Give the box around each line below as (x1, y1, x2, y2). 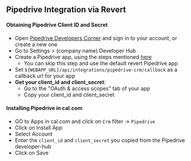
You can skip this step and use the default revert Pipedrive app (23, 59, 179, 67)
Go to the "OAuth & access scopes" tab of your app (23, 85, 151, 92)
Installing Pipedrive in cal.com (6, 105, 83, 112)
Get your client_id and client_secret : (14, 78, 106, 85)
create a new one (14, 41, 58, 48)
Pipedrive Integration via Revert (6, 5, 126, 15)
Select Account (14, 130, 53, 137)
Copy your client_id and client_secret (23, 91, 115, 98)
